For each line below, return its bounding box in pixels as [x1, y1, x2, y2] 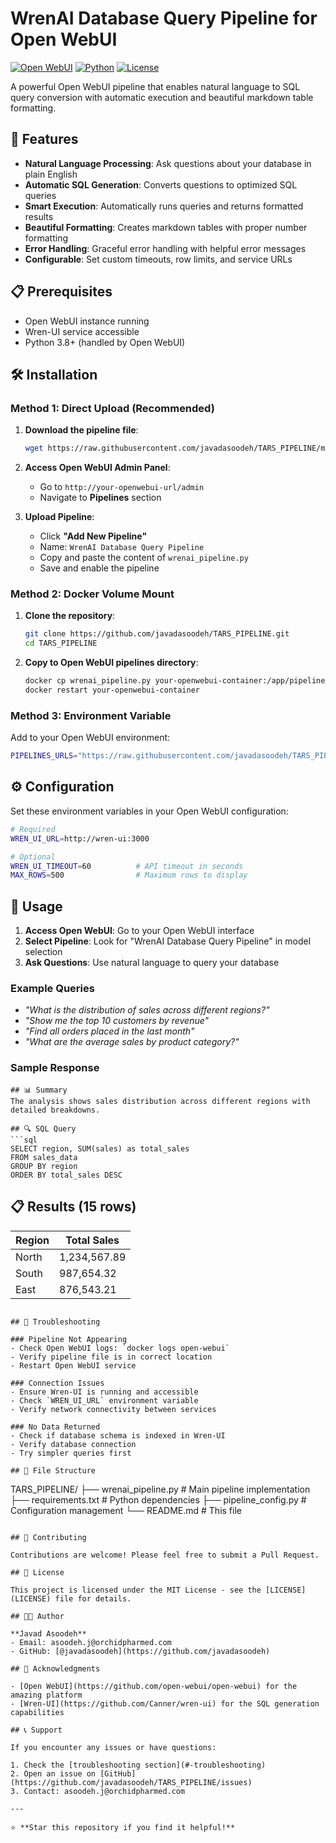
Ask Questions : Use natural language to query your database [24, 957, 280, 969]
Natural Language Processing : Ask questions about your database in [24, 157, 312, 169]
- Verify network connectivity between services [10, 1404, 217, 1414]
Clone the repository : [24, 610, 116, 622]
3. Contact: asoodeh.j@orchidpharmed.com [10, 1786, 186, 1796]
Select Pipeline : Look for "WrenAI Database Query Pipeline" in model [24, 935, 312, 947]
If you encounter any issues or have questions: [10, 1742, 217, 1752]
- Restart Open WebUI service [10, 1360, 137, 1371]
